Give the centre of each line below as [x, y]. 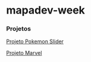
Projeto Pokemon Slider [35, 41]
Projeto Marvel [24, 53]
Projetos [19, 29]
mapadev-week [45, 10]
